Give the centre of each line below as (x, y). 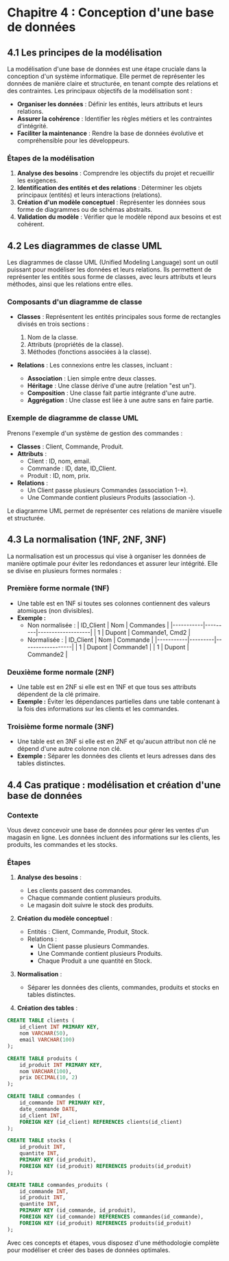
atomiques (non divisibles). (55, 610)
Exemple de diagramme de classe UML (73, 418)
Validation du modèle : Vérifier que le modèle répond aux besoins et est (119, 217)
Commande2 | (47, 654)
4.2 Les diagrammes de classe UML (85, 246)
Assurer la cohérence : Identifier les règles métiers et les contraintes (114, 119)
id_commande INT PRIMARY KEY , (63, 1103)
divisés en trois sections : (53, 324)
